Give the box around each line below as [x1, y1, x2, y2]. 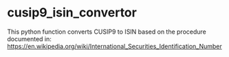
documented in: [7, 34, 52, 43]
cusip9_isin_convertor [7, 5, 138, 21]
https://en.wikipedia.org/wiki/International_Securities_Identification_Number [7, 42, 222, 50]
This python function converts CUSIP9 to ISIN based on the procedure [7, 27, 206, 36]
